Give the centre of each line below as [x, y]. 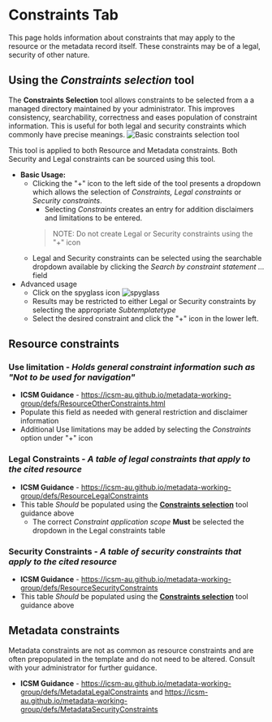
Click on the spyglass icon [76, 292]
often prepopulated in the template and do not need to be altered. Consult [132, 659]
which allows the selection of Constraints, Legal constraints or [137, 192]
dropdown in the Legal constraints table [99, 530]
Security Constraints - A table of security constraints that [125, 551]
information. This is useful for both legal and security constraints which [127, 126]
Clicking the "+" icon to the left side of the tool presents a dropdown [147, 183]
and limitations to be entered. [93, 218]
